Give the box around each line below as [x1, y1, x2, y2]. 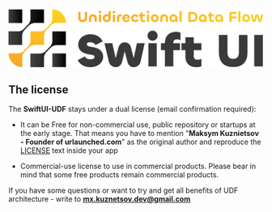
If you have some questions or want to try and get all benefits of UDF [8, 185, 239, 196]
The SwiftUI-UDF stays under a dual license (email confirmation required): [8, 104, 257, 114]
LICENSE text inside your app [19, 146, 119, 155]
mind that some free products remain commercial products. [19, 170, 219, 180]
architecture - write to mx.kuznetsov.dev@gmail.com [8, 194, 191, 204]
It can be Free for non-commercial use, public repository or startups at [19, 120, 256, 129]
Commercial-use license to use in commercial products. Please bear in [19, 161, 257, 172]
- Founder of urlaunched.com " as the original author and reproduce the [19, 137, 261, 147]
